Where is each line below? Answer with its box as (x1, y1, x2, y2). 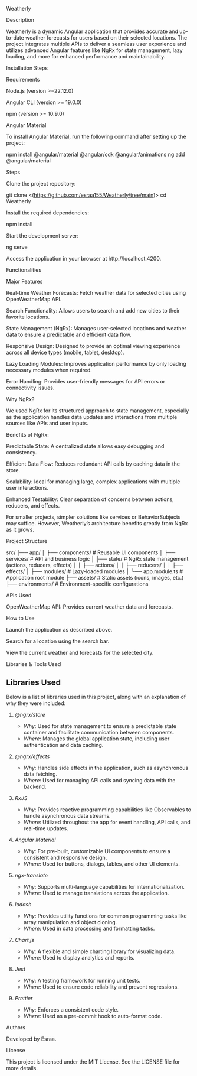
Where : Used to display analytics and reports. (23, 954, 134, 961)
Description (6, 17, 34, 23)
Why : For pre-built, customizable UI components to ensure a (23, 847, 171, 854)
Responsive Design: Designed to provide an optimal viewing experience (6, 343, 180, 349)
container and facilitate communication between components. (23, 729, 175, 736)
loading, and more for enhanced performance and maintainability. (6, 53, 166, 60)
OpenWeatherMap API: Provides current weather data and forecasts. (6, 603, 173, 610)
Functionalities (6, 266, 42, 274)
